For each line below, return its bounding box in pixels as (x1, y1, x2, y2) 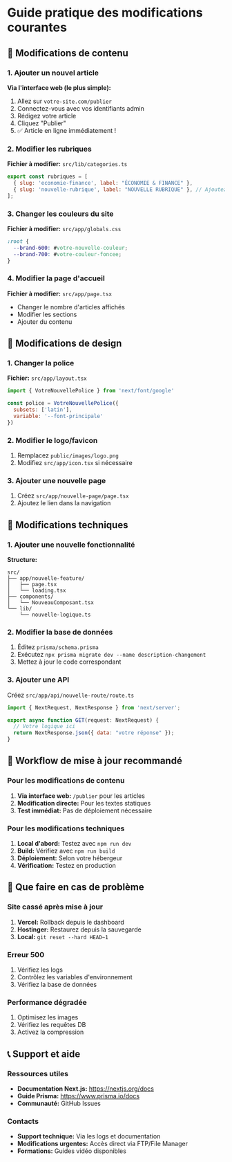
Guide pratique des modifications (7, 5, 203, 21)
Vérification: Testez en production (17, 862, 116, 870)
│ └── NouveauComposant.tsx (7, 599, 95, 606)
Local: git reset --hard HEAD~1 (17, 932, 108, 941)
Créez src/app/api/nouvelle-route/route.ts (7, 691, 135, 699)
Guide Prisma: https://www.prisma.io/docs (17, 1092, 140, 1100)
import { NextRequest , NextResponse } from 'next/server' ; (7, 704, 181, 711)
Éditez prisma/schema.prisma (17, 643, 99, 651)
